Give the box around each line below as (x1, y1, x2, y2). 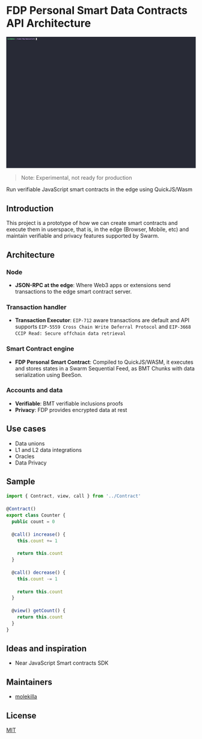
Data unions (14, 440, 45, 447)
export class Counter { (6, 512, 66, 519)
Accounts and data (6, 386, 63, 395)
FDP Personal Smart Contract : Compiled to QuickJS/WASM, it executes (14, 358, 194, 366)
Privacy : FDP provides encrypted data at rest (14, 406, 127, 413)
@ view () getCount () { (11, 607, 66, 614)
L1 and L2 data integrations (14, 446, 82, 453)
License (6, 710, 37, 721)
